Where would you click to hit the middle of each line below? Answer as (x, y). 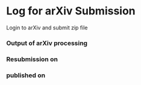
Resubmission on (32, 59)
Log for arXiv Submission (71, 11)
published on (26, 75)
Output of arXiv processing (47, 43)
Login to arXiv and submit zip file (47, 28)
